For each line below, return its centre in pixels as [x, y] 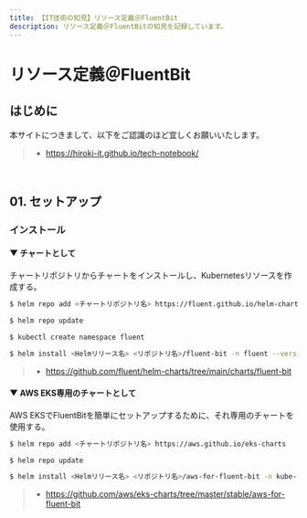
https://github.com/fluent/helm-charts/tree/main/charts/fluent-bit [169, 371]
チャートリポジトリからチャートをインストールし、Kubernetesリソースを [147, 276]
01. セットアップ [56, 201]
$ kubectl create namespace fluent [77, 337]
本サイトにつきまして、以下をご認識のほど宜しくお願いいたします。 [137, 134]
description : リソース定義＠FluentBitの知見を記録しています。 [119, 26]
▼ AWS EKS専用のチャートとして [73, 393]
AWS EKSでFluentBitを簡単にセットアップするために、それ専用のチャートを [152, 415]
